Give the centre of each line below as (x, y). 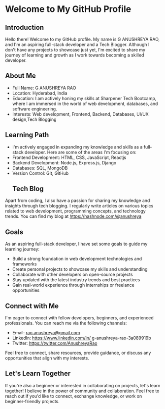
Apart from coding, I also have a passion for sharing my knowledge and (78, 201)
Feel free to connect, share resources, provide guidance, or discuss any (78, 353)
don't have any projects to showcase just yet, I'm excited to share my (75, 50)
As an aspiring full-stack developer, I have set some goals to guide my (76, 244)
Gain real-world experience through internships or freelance (73, 285)
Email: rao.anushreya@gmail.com (46, 333)
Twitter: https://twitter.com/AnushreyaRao (55, 343)
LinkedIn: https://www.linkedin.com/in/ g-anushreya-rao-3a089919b (82, 338)
